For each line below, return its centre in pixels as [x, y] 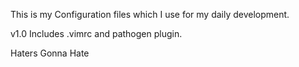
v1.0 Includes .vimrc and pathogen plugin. [96, 33]
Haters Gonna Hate [50, 53]
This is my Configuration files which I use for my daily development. [150, 14]
